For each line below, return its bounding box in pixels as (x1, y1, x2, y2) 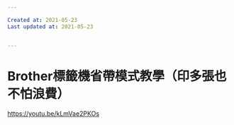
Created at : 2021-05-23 (7, 16, 78, 23)
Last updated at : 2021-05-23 (7, 23, 94, 30)
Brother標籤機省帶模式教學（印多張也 (7, 68, 227, 84)
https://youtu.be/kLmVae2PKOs (7, 109, 100, 118)
